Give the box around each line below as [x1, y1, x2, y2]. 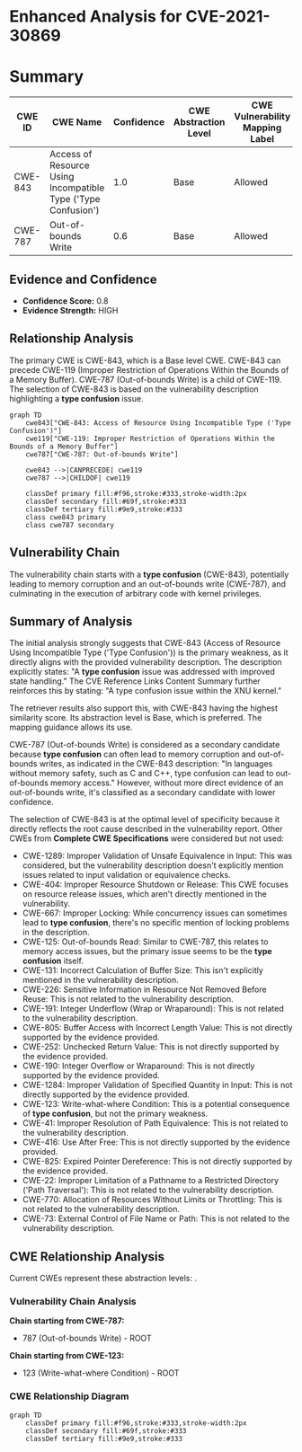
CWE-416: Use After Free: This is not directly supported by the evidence [22, 1137, 290, 1147]
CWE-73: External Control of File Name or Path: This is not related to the [22, 1213, 290, 1224]
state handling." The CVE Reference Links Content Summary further [9, 676, 261, 686]
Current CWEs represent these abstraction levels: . [9, 1273, 198, 1284]
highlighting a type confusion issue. [9, 393, 144, 403]
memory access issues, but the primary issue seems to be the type [22, 946, 272, 957]
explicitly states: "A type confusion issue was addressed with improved [9, 667, 276, 677]
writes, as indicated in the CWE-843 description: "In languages [39, 758, 273, 769]
